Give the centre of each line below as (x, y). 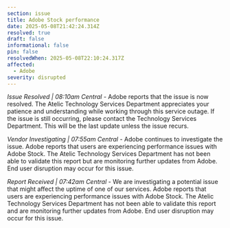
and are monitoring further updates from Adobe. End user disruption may (111, 211)
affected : (21, 65)
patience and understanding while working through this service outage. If (111, 111)
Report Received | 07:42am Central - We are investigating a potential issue (113, 182)
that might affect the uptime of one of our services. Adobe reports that (107, 189)
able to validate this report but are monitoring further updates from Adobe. (112, 161)
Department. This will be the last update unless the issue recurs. (98, 126)
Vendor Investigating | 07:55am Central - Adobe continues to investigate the (115, 139)
